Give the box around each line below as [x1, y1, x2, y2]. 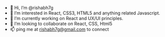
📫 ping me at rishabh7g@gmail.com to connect [10, 26, 109, 32]
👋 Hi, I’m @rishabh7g [10, 5, 54, 10]
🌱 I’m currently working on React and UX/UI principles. [10, 15, 123, 21]
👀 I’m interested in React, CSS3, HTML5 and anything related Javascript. [10, 10, 160, 16]
